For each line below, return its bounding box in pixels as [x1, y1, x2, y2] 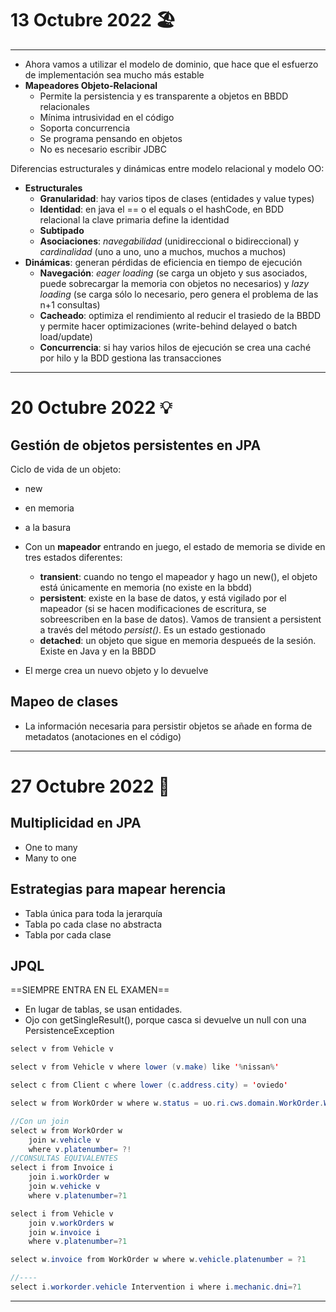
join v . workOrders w [28, 1218, 114, 1228]
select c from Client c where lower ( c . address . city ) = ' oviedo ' [10, 1080, 289, 1091]
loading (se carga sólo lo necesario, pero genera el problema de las [39, 288, 319, 300]
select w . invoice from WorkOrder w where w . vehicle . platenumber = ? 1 [10, 1255, 307, 1265]
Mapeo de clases [10, 693, 119, 711]
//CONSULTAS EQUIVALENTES [10, 1153, 118, 1164]
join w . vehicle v [28, 1135, 101, 1145]
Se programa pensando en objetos [39, 132, 183, 144]
